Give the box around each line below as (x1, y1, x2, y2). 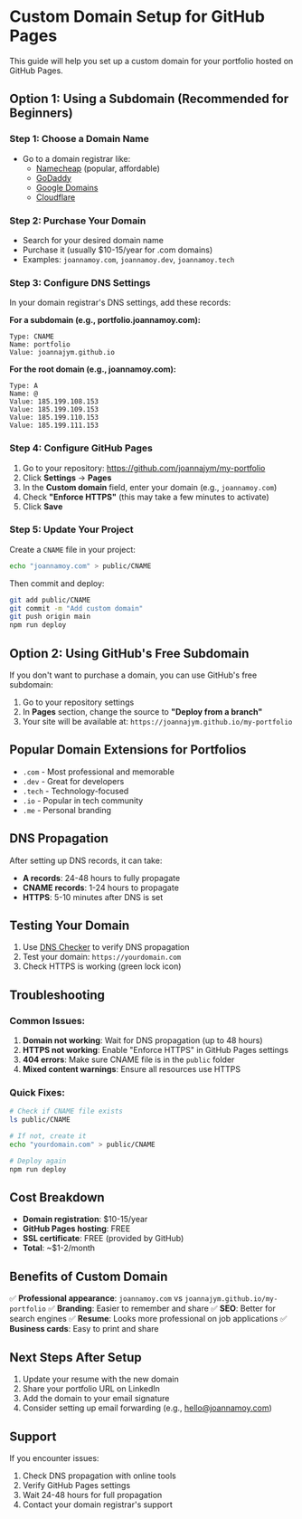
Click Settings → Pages (22, 472, 112, 483)
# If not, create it (9, 1132, 88, 1141)
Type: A (9, 382, 39, 391)
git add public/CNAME (9, 595, 91, 604)
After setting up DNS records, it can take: (9, 855, 163, 866)
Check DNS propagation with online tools (22, 1470, 176, 1481)
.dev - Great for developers (22, 775, 125, 786)
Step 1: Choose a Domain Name (9, 133, 149, 146)
